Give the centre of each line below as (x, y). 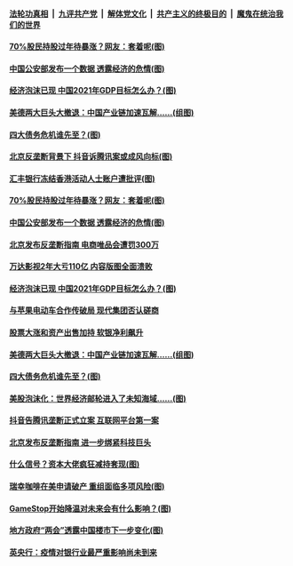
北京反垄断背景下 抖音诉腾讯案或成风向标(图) (91, 156)
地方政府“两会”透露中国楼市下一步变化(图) (87, 530)
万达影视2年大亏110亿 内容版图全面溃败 (81, 267)
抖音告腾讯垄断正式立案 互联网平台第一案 (84, 420)
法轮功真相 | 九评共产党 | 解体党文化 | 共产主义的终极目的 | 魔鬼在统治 (143, 13)
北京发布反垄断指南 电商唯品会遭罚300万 (84, 244)
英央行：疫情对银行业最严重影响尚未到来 (83, 552)
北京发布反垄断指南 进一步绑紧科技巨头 (80, 442)
